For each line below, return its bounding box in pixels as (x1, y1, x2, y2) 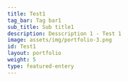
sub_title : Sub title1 (7, 23, 74, 30)
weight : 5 (7, 56, 37, 63)
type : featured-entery (7, 63, 74, 70)
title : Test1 (7, 10, 46, 18)
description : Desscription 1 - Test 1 (7, 30, 122, 37)
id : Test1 (7, 43, 37, 50)
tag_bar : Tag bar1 (7, 17, 62, 24)
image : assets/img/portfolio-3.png (7, 37, 112, 44)
